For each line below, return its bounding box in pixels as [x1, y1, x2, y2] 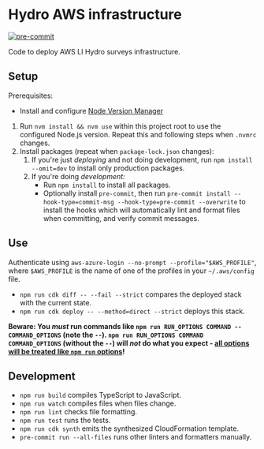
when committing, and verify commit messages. [43, 213, 199, 223]
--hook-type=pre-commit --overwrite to [117, 196, 246, 206]
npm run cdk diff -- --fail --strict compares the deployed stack [19, 290, 242, 299]
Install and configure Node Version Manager [19, 106, 164, 115]
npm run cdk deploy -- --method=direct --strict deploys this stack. [19, 306, 246, 316]
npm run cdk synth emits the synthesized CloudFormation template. [19, 424, 239, 433]
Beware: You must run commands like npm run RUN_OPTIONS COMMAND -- [8, 321, 242, 331]
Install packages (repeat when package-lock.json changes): [19, 146, 214, 155]
